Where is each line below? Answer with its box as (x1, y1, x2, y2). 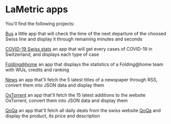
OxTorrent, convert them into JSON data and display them (5, 97, 128, 104)
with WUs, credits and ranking (5, 67, 69, 73)
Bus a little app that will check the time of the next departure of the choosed (5, 30, 166, 36)
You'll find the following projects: (5, 20, 75, 27)
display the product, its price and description (5, 113, 100, 119)
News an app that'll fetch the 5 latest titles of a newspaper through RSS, (5, 76, 158, 82)
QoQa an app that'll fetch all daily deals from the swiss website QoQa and (5, 107, 161, 113)
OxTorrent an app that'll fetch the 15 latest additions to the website (5, 92, 146, 98)
